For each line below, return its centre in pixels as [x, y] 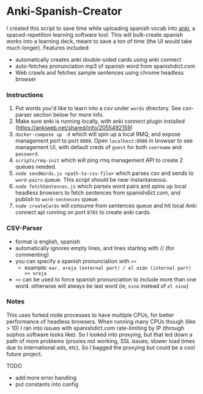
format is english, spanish [48, 241]
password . [27, 154]
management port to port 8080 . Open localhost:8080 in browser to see [104, 141]
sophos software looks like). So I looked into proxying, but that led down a [99, 334]
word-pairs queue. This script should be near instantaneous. [91, 180]
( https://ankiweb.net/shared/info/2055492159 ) [74, 128]
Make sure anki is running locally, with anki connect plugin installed [100, 121]
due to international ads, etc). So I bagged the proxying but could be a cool [101, 348]
